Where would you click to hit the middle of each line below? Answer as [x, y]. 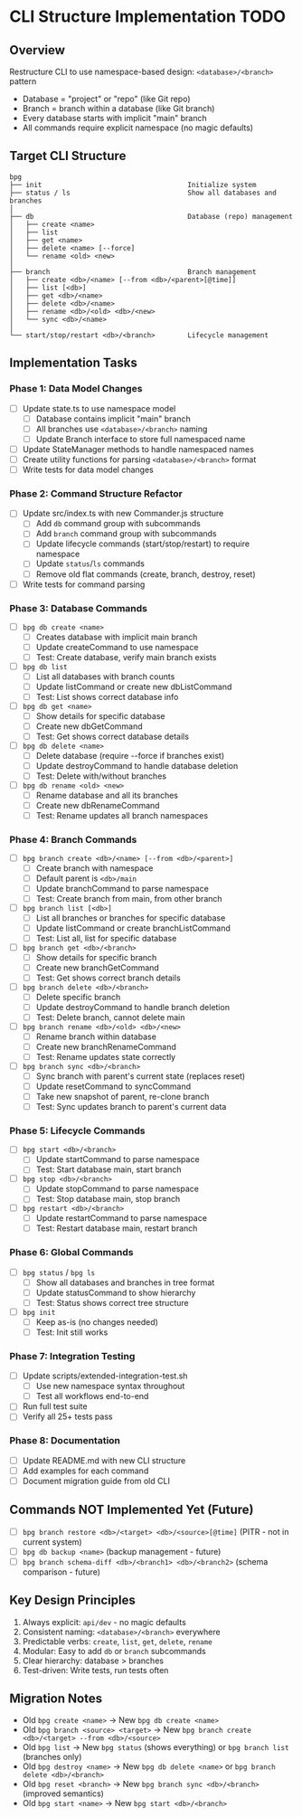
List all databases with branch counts [105, 677]
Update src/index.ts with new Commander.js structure [123, 514]
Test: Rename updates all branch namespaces [122, 815]
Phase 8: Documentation [65, 1441]
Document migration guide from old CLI [96, 1481]
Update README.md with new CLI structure [104, 1460]
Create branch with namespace [94, 868]
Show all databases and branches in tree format [125, 1282]
